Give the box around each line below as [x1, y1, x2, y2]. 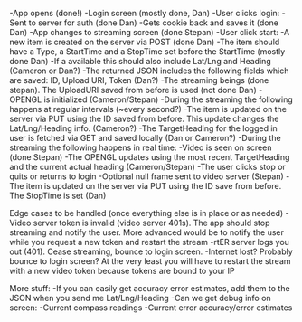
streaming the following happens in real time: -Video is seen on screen [9, 142, 272, 153]
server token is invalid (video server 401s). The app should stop [33, 217, 270, 228]
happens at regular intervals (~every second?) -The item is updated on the [9, 104, 288, 114]
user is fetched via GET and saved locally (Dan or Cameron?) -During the [9, 133, 282, 143]
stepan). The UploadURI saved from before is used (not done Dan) [9, 85, 257, 95]
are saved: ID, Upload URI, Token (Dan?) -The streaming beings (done [9, 75, 269, 85]
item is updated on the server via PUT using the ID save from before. [25, 181, 282, 191]
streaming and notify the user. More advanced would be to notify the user [9, 227, 285, 238]
